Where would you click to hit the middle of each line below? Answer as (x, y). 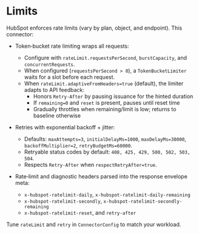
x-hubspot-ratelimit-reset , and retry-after (80, 212)
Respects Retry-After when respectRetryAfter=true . (90, 164)
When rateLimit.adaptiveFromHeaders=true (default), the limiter (104, 83)
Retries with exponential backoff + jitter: (65, 127)
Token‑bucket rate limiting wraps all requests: (72, 46)
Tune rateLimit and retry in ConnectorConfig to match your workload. (94, 224)
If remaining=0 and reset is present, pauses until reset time (106, 102)
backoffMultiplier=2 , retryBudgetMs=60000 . (78, 145)
